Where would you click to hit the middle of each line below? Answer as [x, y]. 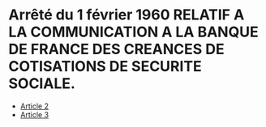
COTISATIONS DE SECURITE [105, 67]
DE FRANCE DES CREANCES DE [116, 49]
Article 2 [34, 106]
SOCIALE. [42, 84]
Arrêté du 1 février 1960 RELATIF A [127, 15]
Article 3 [34, 114]
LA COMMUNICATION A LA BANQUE [133, 32]
